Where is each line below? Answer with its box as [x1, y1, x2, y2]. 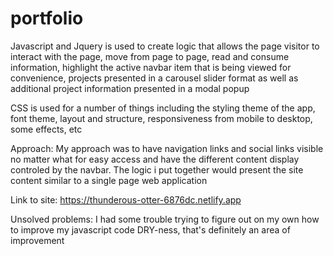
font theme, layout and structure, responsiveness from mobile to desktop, [10, 112, 313, 124]
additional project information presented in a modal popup [10, 82, 250, 94]
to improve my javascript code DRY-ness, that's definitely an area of [10, 223, 291, 236]
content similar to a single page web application [10, 174, 208, 186]
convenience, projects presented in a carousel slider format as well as [10, 72, 299, 84]
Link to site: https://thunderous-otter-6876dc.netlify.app [10, 193, 242, 206]
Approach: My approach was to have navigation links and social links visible [10, 142, 324, 154]
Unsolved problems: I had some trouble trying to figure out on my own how [10, 213, 320, 225]
